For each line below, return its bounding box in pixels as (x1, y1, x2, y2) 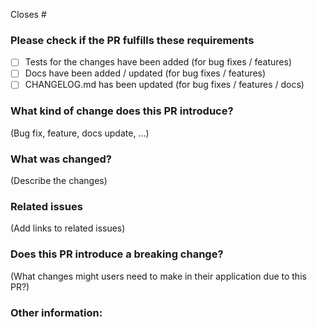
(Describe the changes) (10, 175, 108, 187)
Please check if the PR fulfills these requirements (10, 33, 255, 47)
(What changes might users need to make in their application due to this (10, 270, 307, 282)
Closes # (10, 9, 47, 20)
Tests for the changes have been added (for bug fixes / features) (24, 56, 292, 68)
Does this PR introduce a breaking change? (10, 247, 224, 261)
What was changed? (10, 152, 112, 166)
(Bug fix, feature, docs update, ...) (10, 127, 150, 139)
